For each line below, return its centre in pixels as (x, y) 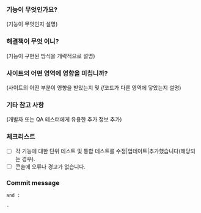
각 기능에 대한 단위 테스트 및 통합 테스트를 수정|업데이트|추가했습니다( (98, 151)
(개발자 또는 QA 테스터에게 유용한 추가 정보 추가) (64, 120)
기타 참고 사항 (25, 105)
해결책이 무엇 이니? (33, 42)
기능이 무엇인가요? (32, 9)
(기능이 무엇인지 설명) (32, 24)
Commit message (33, 182)
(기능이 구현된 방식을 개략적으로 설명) (51, 56)
